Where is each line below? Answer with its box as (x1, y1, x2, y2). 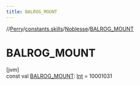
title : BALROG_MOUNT (6, 8, 58, 15)
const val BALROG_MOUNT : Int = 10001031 (6, 72, 112, 80)
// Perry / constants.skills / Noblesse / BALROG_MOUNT (6, 25, 134, 32)
